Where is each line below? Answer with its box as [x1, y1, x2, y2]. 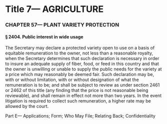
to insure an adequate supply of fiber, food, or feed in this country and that [5, 61, 159, 67]
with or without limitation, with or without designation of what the [5, 76, 139, 83]
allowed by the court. [5, 103, 49, 109]
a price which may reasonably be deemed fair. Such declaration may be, [5, 71, 154, 77]
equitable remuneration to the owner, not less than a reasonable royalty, [5, 50, 153, 56]
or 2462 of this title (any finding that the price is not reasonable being [5, 87, 148, 93]
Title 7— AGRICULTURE [5, 3, 104, 15]
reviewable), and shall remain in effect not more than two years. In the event [5, 92, 162, 98]
